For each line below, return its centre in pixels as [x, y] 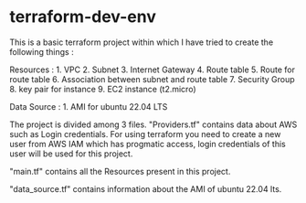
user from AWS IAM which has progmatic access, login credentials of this [148, 144]
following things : [42, 51]
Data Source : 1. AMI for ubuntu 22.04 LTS [89, 106]
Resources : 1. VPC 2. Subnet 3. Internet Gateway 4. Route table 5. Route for [152, 69]
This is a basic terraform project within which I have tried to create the [142, 42]
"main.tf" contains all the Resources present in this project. [120, 171]
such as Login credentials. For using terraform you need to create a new [145, 134]
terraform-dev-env [83, 17]
